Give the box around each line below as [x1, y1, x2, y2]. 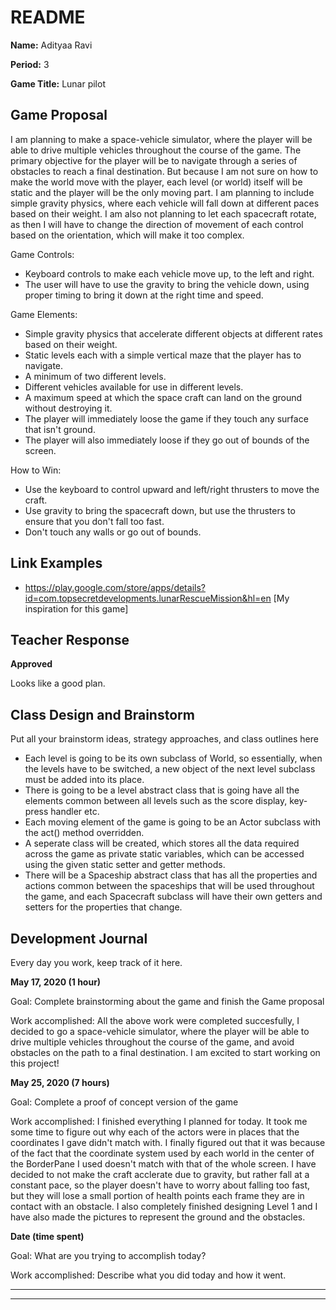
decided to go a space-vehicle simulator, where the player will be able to [10, 1026, 310, 1037]
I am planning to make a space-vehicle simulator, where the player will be [10, 133, 313, 145]
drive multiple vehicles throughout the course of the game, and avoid [10, 1036, 295, 1048]
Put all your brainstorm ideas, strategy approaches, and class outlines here [10, 733, 319, 745]
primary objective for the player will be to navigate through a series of [10, 154, 298, 166]
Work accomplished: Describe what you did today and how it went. [10, 1269, 287, 1281]
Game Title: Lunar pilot [10, 77, 106, 90]
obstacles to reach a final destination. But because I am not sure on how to [10, 165, 319, 177]
